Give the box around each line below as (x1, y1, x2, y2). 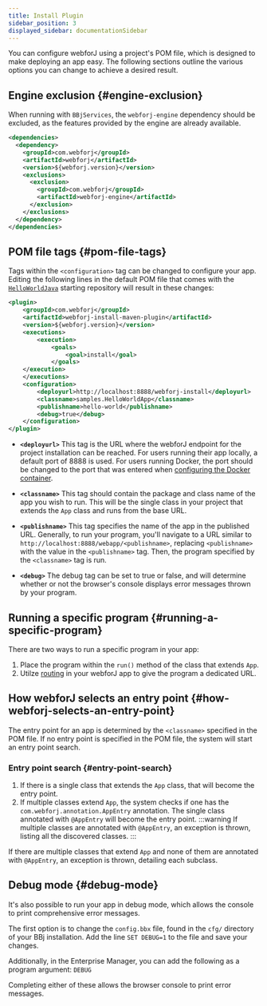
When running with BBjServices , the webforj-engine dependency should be (8, 109, 256, 120)
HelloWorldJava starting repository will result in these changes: (8, 283, 214, 292)
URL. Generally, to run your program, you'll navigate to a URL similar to (19, 530, 253, 539)
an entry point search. (8, 742, 81, 752)
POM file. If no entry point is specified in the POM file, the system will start (8, 734, 253, 743)
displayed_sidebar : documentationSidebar (8, 26, 148, 34)
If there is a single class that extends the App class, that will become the (19, 781, 255, 790)
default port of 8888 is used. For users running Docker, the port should (19, 456, 253, 466)
